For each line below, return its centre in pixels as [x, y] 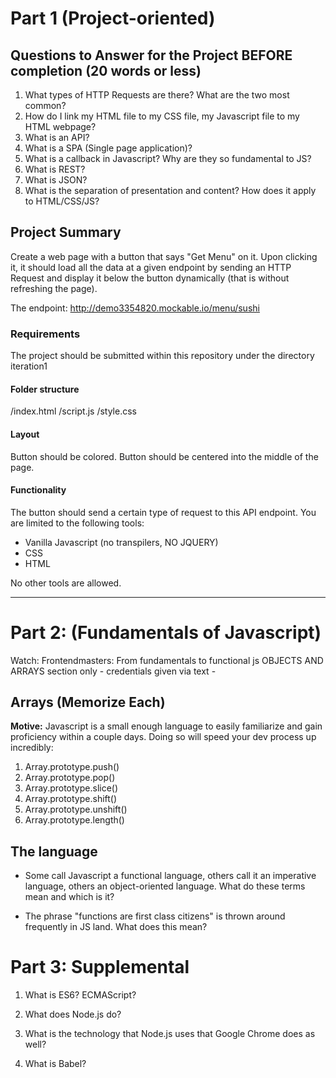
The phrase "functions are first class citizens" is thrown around [155, 916]
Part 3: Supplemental [100, 967]
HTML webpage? [60, 126]
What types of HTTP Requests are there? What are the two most [157, 95]
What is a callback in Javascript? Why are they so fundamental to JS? [168, 158]
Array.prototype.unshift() [76, 809]
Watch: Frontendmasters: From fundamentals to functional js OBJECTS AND [167, 660]
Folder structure [45, 389]
